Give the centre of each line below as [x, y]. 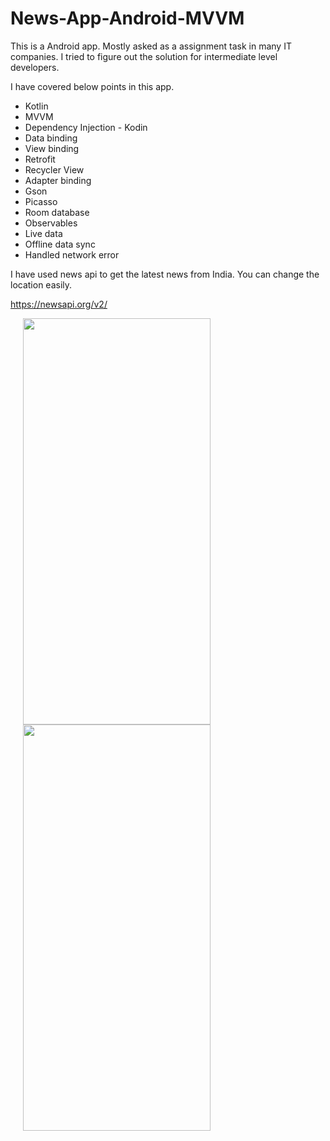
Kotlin [36, 106]
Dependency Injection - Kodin [86, 127]
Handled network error [72, 254]
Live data [43, 233]
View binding [52, 148]
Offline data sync [60, 244]
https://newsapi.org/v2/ [59, 304]
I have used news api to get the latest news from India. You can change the [165, 274]
